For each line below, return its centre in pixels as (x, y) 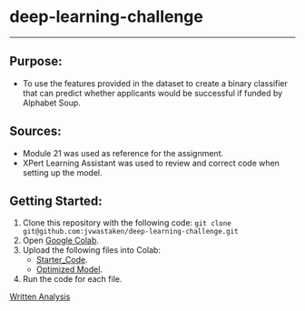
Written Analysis (40, 296)
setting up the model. (62, 172)
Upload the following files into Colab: (92, 250)
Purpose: (36, 61)
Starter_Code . (62, 260)
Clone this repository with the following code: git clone (127, 223)
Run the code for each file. (72, 279)
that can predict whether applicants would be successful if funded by (152, 93)
